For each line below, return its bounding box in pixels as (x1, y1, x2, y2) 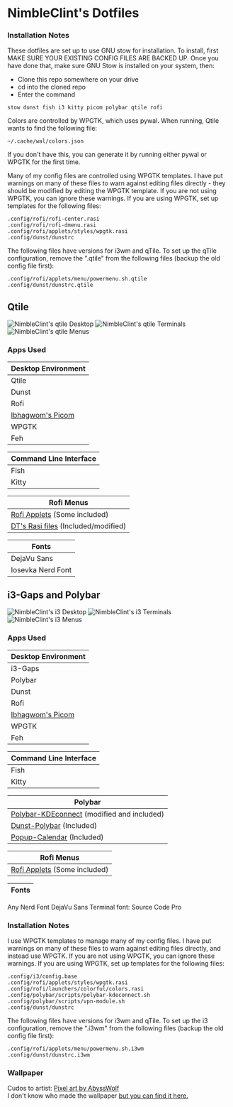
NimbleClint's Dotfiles (7, 5, 140, 21)
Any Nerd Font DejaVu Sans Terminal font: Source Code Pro (7, 902, 182, 911)
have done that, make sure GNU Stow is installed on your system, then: (7, 62, 215, 70)
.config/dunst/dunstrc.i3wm (7, 1052, 91, 1059)
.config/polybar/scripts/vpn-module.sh (7, 998, 125, 1005)
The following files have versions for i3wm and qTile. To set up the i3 (7, 1017, 208, 1025)
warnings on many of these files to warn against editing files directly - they (7, 179, 226, 187)
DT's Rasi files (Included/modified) (11, 520, 127, 530)
